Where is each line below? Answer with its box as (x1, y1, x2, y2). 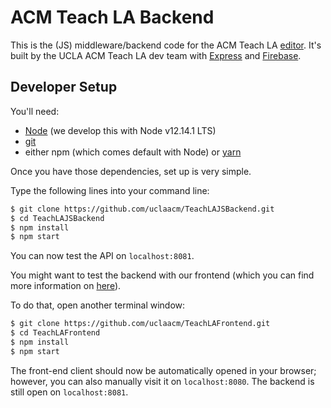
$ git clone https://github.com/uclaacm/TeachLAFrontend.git (10, 319, 271, 329)
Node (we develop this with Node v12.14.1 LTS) (24, 124, 217, 136)
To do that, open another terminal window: (10, 299, 186, 311)
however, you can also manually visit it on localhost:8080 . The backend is (10, 375, 315, 387)
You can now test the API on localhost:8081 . (10, 250, 195, 262)
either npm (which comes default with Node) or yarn (24, 146, 242, 158)
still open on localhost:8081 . (10, 386, 129, 398)
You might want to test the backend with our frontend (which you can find (10, 269, 315, 281)
